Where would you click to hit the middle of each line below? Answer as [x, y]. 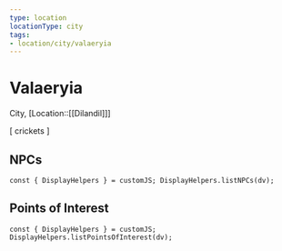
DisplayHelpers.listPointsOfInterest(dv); [91, 237]
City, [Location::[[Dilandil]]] [60, 114]
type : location [38, 18]
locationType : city [46, 26]
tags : [20, 35]
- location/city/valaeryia [60, 43]
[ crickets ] [30, 131]
